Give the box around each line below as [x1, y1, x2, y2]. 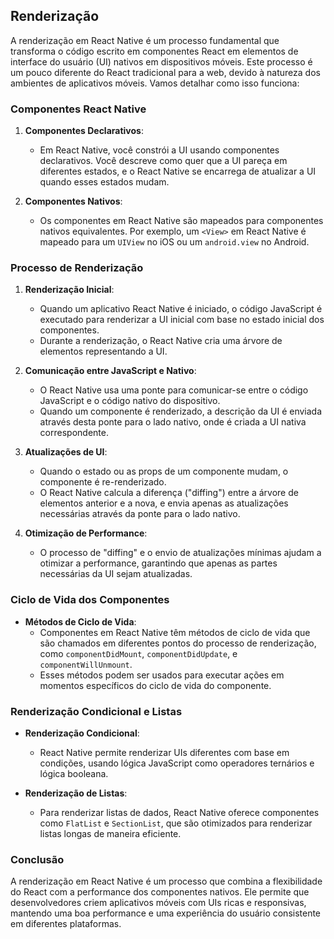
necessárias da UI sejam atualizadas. [39, 568, 193, 580]
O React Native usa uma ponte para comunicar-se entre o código [39, 384, 309, 396]
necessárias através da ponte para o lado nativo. [39, 508, 241, 520]
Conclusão [10, 852, 65, 866]
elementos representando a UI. [39, 345, 168, 358]
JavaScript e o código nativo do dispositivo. [39, 395, 221, 407]
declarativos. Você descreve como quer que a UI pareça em [39, 155, 288, 167]
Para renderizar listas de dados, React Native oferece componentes [39, 807, 320, 818]
